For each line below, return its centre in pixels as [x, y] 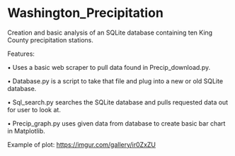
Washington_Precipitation [86, 13]
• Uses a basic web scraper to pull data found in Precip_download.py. [109, 67]
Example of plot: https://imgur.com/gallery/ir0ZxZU [82, 144]
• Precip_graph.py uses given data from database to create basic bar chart [116, 123]
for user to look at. [34, 109]
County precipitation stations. [50, 40]
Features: [21, 54]
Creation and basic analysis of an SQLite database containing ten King [110, 32]
